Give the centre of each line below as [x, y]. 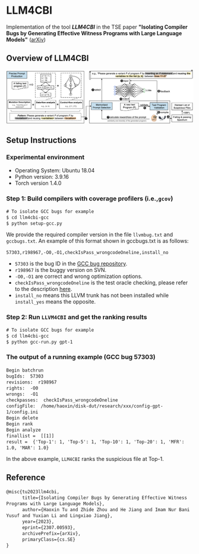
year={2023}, [38, 522]
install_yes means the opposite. [55, 301]
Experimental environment [45, 157]
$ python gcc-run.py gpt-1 [40, 342]
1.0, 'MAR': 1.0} [28, 448]
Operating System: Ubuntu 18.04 [55, 170]
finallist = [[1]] [30, 436]
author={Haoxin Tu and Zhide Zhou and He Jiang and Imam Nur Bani [106, 510]
